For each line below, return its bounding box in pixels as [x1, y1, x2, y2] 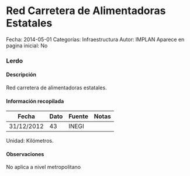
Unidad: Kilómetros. [6, 137, 54, 144]
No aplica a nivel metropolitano [6, 164, 81, 171]
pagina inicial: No [6, 42, 48, 49]
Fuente [68, 112, 89, 120]
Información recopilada [6, 98, 64, 105]
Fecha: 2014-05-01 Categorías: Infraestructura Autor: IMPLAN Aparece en [6, 36, 185, 43]
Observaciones [6, 150, 44, 157]
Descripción [6, 71, 37, 78]
